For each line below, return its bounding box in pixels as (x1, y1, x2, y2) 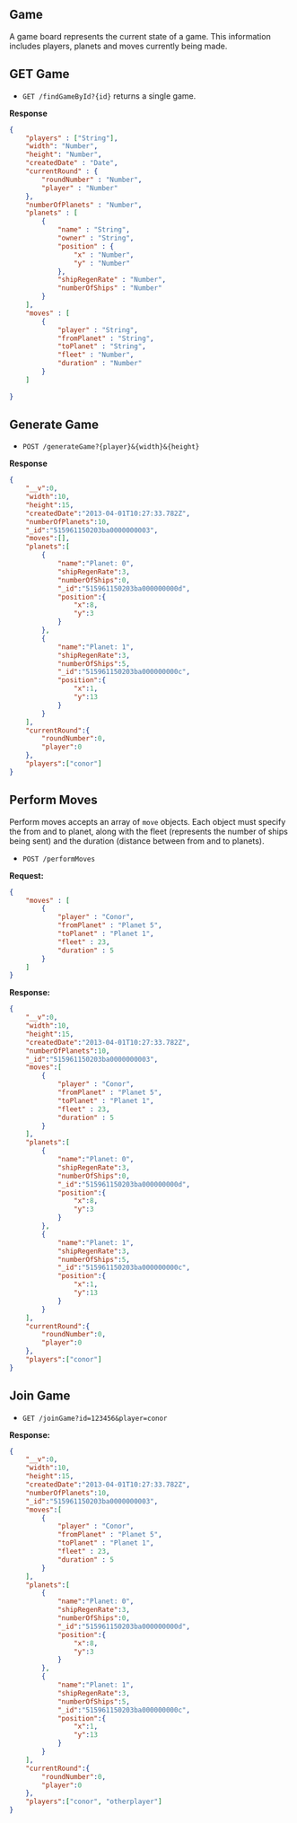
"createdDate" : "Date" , (25, 159, 118, 168)
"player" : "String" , (57, 325, 139, 335)
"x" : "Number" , (73, 250, 135, 259)
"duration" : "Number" (57, 359, 143, 368)
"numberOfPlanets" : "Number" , (25, 200, 143, 209)
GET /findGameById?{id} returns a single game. (22, 90, 197, 101)
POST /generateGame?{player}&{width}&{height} (22, 443, 200, 451)
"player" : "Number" (41, 183, 118, 192)
